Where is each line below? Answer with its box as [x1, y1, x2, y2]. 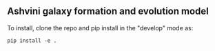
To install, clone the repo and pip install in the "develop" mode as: [7, 23, 194, 32]
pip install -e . [7, 37, 57, 44]
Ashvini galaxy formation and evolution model [7, 6, 209, 17]
